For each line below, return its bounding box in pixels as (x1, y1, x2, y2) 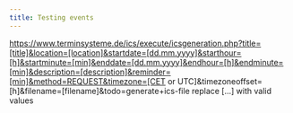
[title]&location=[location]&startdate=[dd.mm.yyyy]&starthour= (9, 47, 242, 58)
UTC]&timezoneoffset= (177, 75, 263, 86)
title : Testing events (9, 13, 94, 22)
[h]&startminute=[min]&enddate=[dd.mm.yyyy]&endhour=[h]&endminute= (9, 56, 284, 67)
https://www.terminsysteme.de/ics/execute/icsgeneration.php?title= (9, 38, 262, 48)
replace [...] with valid (191, 85, 271, 96)
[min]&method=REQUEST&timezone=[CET (9, 75, 166, 86)
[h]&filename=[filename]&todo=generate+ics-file (9, 85, 190, 96)
